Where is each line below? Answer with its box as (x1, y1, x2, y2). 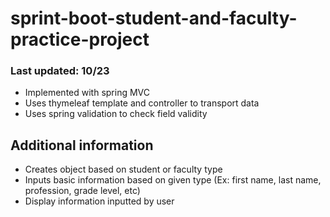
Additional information (10, 137, 154, 154)
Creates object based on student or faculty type (24, 163, 223, 176)
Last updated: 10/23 (10, 64, 110, 78)
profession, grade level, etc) (24, 185, 141, 197)
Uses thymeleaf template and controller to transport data (24, 97, 260, 109)
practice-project (10, 28, 150, 51)
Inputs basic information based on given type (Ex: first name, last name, (24, 174, 322, 186)
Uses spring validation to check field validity (24, 108, 208, 120)
